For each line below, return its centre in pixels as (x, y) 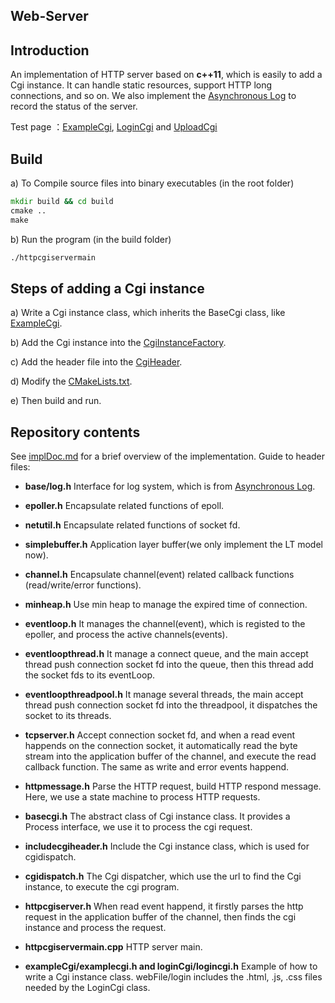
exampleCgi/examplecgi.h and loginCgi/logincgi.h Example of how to (171, 966)
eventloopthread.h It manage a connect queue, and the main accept (166, 654)
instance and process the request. (95, 928)
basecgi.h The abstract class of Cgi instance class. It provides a (157, 816)
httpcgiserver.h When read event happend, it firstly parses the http (164, 906)
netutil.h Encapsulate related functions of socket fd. (132, 525)
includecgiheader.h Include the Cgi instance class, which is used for (167, 846)
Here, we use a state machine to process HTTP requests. (142, 797)
